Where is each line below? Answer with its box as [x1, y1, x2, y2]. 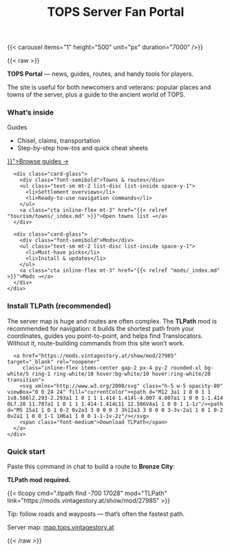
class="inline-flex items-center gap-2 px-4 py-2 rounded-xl [22, 364, 202, 371]
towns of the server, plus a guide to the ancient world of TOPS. [7, 90, 186, 99]
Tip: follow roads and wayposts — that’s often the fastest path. [7, 510, 185, 518]
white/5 [7, 370, 30, 377]
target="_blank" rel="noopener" [7, 358, 100, 365]
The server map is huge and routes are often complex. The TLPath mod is [7, 317, 217, 325]
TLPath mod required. [7, 476, 71, 484]
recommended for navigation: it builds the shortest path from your [7, 324, 195, 332]
